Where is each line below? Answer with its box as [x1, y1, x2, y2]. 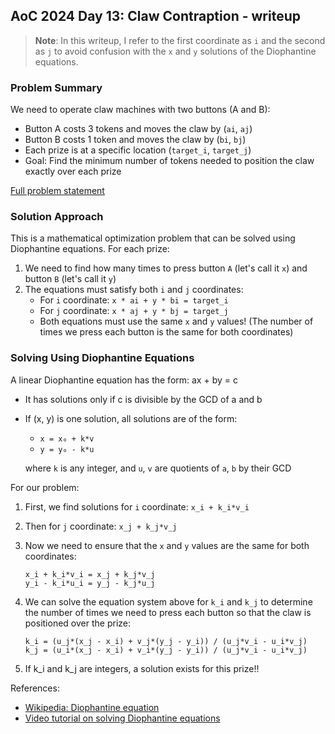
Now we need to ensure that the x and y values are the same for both [24, 539, 310, 551]
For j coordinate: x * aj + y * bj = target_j [39, 305, 229, 317]
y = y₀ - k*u [39, 444, 95, 454]
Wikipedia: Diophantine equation [24, 701, 160, 713]
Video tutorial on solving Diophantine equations [24, 712, 221, 724]
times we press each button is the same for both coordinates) [39, 326, 294, 338]
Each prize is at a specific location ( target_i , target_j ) [24, 144, 252, 156]
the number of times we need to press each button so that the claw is [24, 606, 312, 618]
